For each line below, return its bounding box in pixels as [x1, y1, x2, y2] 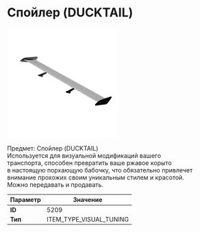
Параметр [10, 196, 41, 204]
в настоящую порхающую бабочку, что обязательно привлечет [7, 166, 193, 174]
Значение [73, 196, 103, 204]
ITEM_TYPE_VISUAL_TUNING [47, 215, 129, 223]
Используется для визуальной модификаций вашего [7, 151, 162, 159]
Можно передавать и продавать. [7, 180, 104, 189]
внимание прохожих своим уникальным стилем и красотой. [7, 173, 185, 181]
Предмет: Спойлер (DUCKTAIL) [7, 144, 99, 152]
